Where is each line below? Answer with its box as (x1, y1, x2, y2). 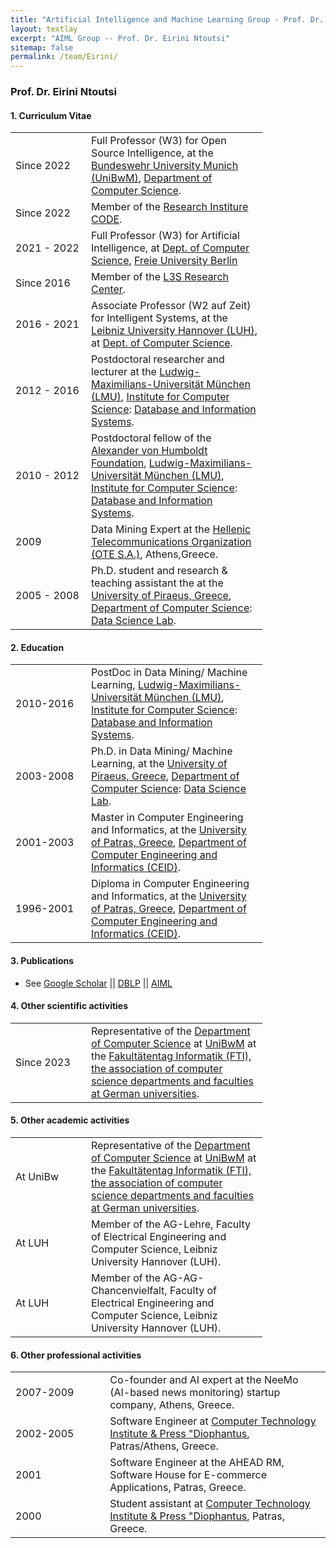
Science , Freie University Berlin (90, 254, 238, 268)
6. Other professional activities (10, 1349, 142, 1361)
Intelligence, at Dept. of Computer (90, 241, 250, 255)
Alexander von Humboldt (90, 444, 208, 458)
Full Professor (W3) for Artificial (90, 229, 240, 243)
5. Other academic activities (10, 1114, 130, 1126)
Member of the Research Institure (90, 200, 249, 214)
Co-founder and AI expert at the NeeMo (109, 1373, 299, 1387)
